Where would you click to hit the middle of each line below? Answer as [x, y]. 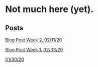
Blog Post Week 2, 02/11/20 [34, 40]
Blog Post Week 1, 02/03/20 [34, 50]
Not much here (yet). [50, 9]
